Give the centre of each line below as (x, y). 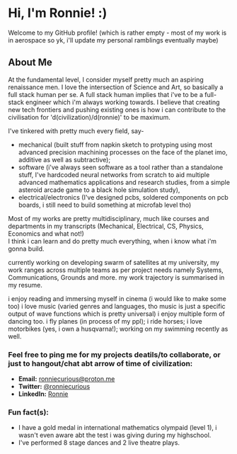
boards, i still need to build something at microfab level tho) (105, 205)
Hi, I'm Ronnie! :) (58, 13)
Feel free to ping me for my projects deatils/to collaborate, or (115, 354)
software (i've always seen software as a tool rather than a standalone (121, 167)
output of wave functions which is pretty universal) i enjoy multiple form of (117, 314)
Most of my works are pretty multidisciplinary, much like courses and (109, 218)
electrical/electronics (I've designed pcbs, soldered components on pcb (123, 197)
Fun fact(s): (28, 412)
